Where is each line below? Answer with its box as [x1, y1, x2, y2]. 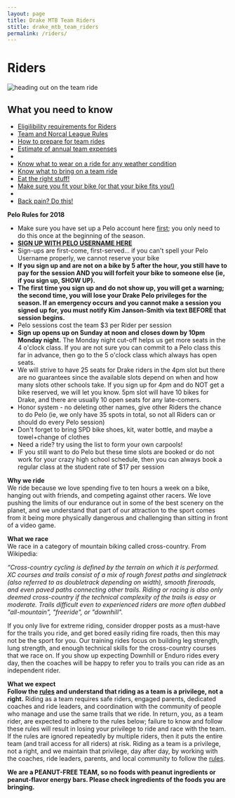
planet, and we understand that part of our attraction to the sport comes [7, 506, 216, 514]
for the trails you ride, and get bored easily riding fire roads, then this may [7, 629, 220, 637]
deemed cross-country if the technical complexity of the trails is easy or [7, 593, 217, 601]
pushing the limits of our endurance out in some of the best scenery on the [7, 499, 224, 507]
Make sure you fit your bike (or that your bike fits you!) [17, 182, 175, 190]
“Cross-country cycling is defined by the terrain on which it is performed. [7, 563, 220, 571]
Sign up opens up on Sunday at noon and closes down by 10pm [17, 328, 206, 337]
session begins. [17, 314, 65, 321]
